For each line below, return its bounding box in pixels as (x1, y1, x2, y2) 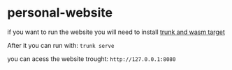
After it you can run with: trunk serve (7, 41, 115, 49)
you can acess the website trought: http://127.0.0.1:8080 (7, 54, 176, 63)
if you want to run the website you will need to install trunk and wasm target (7, 28, 225, 36)
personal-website (7, 5, 113, 21)
